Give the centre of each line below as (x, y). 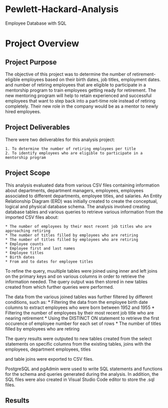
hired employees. (23, 111)
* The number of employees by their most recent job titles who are (78, 226)
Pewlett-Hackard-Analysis (62, 9)
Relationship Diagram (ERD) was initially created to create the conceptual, (81, 201)
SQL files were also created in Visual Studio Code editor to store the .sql (80, 379)
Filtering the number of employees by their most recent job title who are (80, 312)
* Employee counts (24, 244)
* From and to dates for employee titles (49, 262)
